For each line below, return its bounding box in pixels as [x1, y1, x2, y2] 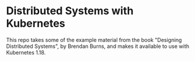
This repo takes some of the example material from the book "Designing [6, 36, 182, 43]
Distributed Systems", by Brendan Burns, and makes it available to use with [6, 43, 190, 50]
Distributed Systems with [6, 4, 134, 18]
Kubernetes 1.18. [6, 49, 46, 56]
